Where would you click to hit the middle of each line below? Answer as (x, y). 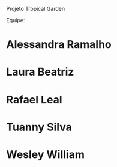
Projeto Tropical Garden (36, 9)
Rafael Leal (34, 99)
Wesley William (46, 154)
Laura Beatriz (40, 72)
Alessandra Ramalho (59, 45)
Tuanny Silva (39, 127)
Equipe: (16, 20)
